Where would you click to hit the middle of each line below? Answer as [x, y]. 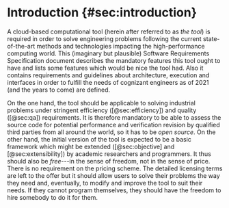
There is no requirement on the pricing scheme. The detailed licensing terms [115, 168]
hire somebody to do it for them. [52, 197]
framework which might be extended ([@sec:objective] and [91, 146]
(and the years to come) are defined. [59, 90]
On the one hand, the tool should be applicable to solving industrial [102, 103]
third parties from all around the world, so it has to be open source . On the [111, 132]
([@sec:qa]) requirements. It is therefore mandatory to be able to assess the [114, 117]
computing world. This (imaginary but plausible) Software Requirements [108, 53]
